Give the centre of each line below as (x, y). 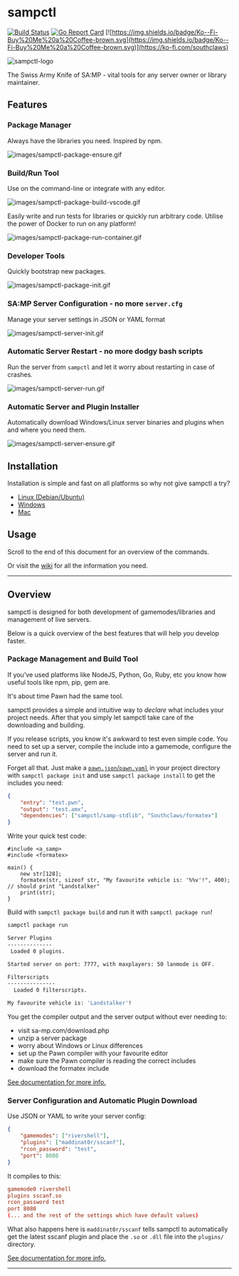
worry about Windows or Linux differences (80, 1046)
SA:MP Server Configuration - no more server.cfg (95, 304)
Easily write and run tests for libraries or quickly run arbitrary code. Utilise (116, 216)
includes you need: (35, 783)
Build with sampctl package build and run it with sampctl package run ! (110, 912)
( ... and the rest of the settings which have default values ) (103, 1215)
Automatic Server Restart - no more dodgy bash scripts (105, 351)
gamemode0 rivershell (39, 1189)
